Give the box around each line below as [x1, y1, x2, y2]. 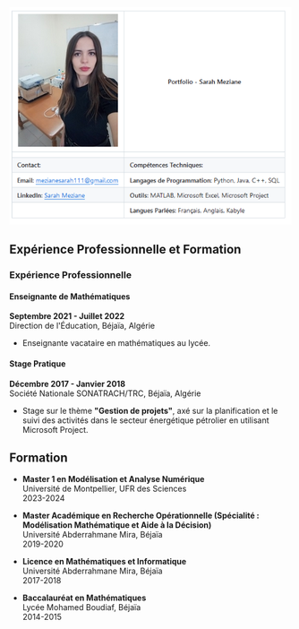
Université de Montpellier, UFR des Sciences [21, 483, 187, 495]
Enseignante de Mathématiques [9, 290, 131, 302]
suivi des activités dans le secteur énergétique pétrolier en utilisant [21, 415, 270, 426]
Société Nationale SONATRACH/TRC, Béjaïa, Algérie [9, 388, 201, 399]
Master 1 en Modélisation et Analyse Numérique [21, 474, 205, 485]
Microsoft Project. [21, 424, 89, 435]
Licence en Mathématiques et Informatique [21, 556, 187, 567]
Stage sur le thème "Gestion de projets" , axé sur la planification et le [21, 405, 278, 416]
